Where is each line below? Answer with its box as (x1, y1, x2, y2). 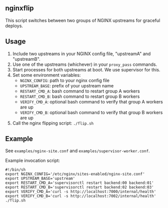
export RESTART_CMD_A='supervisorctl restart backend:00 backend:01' (5, 180, 154, 185)
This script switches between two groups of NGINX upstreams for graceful (5, 17, 160, 23)
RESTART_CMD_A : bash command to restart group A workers (20, 88, 140, 94)
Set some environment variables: (12, 72, 81, 78)
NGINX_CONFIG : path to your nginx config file (20, 77, 110, 83)
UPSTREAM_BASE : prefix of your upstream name (20, 82, 114, 88)
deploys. (5, 23, 24, 29)
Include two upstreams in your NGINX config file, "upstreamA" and (12, 50, 151, 57)
